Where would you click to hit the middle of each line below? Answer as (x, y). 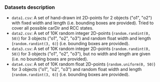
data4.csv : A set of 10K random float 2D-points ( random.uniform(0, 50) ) (83, 64)
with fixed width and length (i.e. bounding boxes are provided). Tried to (82, 23)
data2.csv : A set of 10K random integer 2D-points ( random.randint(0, (81, 33)
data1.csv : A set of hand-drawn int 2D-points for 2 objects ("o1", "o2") (82, 18)
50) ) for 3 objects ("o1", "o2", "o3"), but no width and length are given (81, 54)
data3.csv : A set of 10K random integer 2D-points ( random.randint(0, (81, 49)
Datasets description (30, 7)
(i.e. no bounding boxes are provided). (50, 59)
